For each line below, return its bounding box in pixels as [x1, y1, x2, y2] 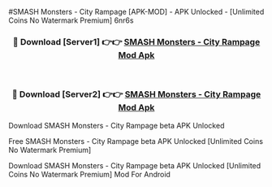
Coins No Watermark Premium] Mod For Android [8, 169, 171, 179]
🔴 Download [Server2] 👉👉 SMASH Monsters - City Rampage [11, 89, 261, 100]
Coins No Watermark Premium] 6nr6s [8, 15, 134, 25]
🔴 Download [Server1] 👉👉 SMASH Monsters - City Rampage [12, 36, 261, 47]
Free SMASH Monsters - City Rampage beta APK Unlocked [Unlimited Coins [8, 136, 264, 146]
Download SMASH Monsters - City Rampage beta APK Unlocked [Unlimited [8, 160, 261, 170]
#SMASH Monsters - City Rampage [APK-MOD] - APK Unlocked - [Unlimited [8, 7, 265, 16]
